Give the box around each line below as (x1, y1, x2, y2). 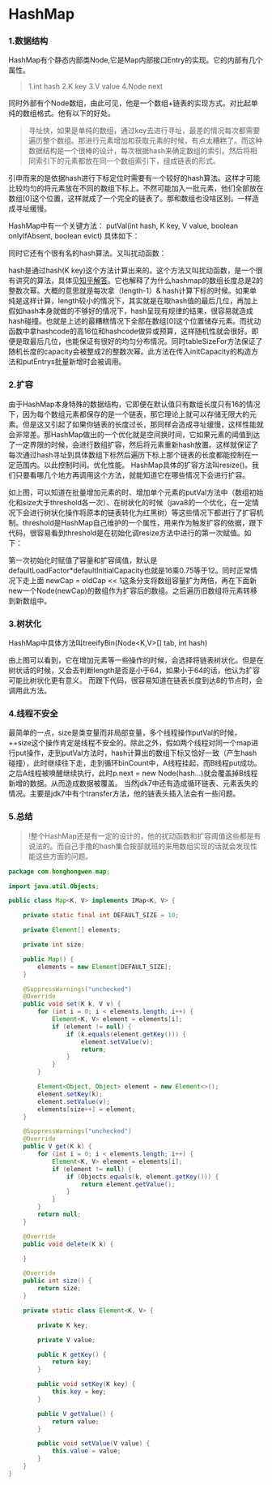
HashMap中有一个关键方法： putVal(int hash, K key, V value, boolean (8, 221, 239, 231)
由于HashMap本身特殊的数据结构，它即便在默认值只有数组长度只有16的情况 (8, 399, 261, 409)
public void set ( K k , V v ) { (23, 1000, 121, 1008)
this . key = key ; (51, 1388, 107, 1396)
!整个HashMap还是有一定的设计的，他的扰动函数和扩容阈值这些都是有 (28, 830, 261, 840)
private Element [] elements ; (23, 926, 121, 934)
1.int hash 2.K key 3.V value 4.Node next (28, 82, 164, 92)
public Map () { (23, 955, 74, 964)
